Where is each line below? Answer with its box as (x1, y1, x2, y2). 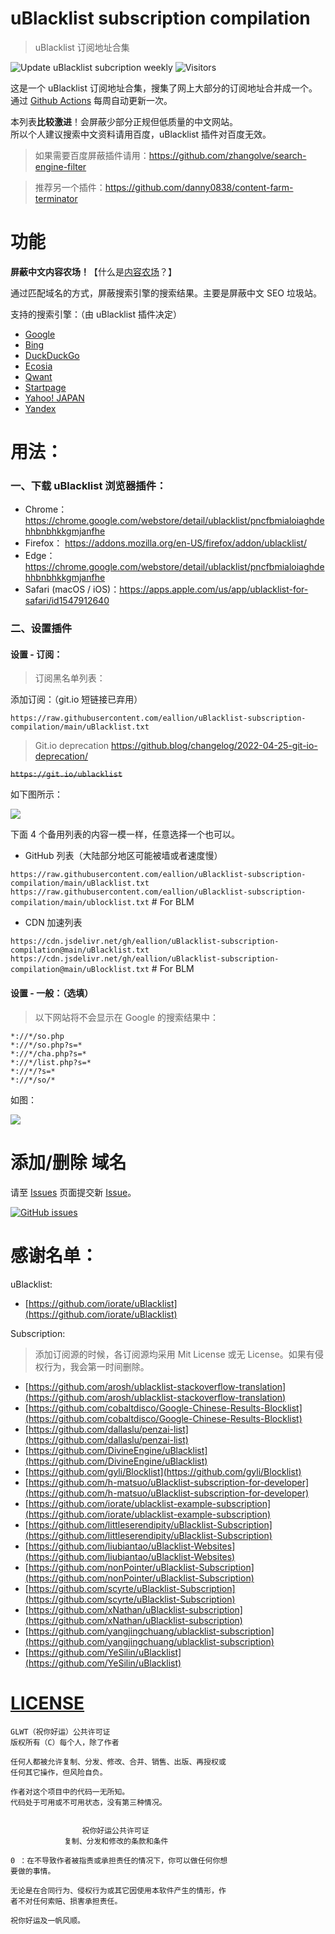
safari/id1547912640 (24, 595, 110, 607)
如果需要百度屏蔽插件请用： (34, 149, 150, 161)
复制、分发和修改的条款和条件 (63, 1836, 169, 1846)
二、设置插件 (10, 622, 73, 636)
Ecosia (24, 360, 53, 372)
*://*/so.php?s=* (10, 1040, 83, 1050)
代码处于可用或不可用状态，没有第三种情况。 (10, 1797, 167, 1807)
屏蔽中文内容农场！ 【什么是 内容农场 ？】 (10, 265, 177, 277)
